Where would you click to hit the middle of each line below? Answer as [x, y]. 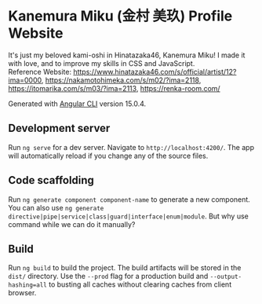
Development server [59, 128]
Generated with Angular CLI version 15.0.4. [77, 104]
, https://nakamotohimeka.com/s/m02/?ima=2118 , [121, 80]
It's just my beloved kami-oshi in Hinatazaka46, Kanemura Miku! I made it [127, 55]
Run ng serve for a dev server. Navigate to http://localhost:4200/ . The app [131, 147]
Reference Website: [40, 71]
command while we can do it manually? [72, 224]
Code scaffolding [51, 180]
